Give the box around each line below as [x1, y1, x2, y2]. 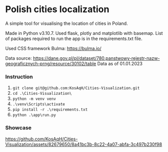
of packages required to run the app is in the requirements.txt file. [5, 35, 143, 42]
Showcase [5, 124, 32, 131]
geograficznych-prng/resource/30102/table [5, 60, 97, 66]
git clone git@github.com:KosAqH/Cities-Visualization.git [12, 86, 140, 91]
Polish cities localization [5, 4, 110, 15]
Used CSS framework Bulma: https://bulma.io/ [5, 45, 102, 51]
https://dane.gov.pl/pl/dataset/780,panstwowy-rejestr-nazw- [32, 55, 160, 61]
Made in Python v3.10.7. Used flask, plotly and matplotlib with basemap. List [5, 30, 163, 36]
